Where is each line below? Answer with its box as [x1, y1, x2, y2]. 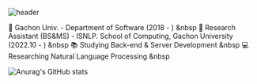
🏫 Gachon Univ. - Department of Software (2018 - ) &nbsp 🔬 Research [8, 23, 236, 32]
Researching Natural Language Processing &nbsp [8, 52, 170, 61]
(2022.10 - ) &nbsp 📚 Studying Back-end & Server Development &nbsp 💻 [8, 40, 249, 49]
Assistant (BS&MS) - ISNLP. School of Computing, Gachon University [8, 32, 233, 40]
